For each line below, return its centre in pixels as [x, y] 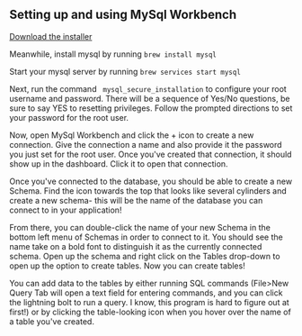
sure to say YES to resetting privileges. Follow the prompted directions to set [151, 108]
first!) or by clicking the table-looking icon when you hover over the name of [151, 312]
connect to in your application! [66, 210]
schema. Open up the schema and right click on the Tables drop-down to [145, 256]
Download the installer [51, 36]
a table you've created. [52, 321]
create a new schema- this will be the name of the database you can [136, 200]
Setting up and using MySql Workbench [123, 15]
